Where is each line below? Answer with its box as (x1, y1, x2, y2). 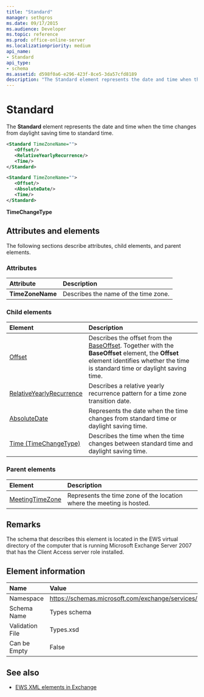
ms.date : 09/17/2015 (6, 20, 59, 26)
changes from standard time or (88, 414, 177, 423)
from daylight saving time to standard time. (6, 129, 114, 137)
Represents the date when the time (88, 407, 188, 415)
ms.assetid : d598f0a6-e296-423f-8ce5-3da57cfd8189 (6, 71, 137, 77)
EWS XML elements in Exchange (15, 683, 97, 690)
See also (6, 667, 39, 678)
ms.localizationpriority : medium (6, 43, 91, 49)
